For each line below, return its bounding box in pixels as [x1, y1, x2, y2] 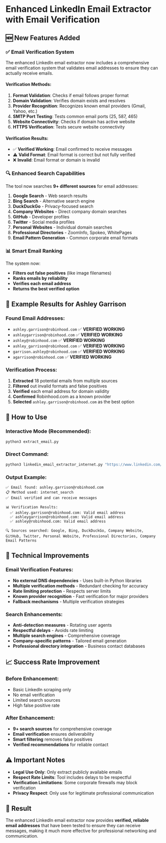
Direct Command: [5, 451, 49, 458]
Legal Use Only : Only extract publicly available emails [12, 769, 122, 775]
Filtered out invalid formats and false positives [12, 383, 107, 389]
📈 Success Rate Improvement [5, 658, 100, 667]
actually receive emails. [5, 70, 54, 76]
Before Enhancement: [5, 675, 59, 682]
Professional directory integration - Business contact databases [12, 643, 145, 649]
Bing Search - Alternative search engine [12, 198, 95, 204]
